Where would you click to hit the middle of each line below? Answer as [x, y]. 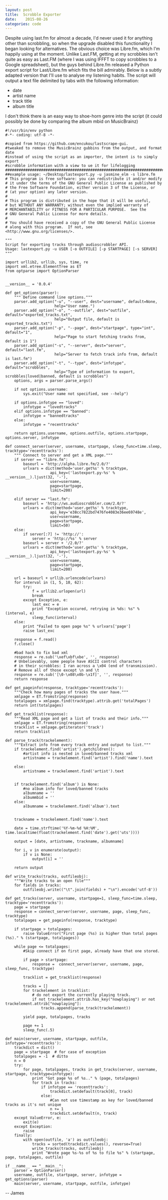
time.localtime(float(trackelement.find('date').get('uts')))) [72, 833]
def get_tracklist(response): [37, 714]
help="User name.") [74, 306]
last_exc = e [45, 605]
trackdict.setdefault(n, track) [83, 1114]
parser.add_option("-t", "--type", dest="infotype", [70, 363]
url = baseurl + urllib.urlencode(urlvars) [60, 578]
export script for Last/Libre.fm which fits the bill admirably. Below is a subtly [83, 70]
